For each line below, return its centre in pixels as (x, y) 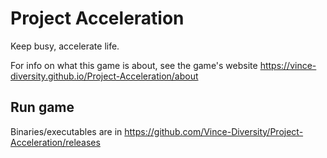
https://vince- (288, 65)
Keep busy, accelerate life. (65, 46)
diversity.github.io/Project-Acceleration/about (104, 76)
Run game (42, 107)
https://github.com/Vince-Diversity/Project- (214, 131)
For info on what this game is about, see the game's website (134, 65)
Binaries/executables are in (66, 131)
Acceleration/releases (55, 142)
